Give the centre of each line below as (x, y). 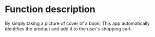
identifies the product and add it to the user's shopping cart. (69, 28)
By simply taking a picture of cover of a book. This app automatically (77, 23)
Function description (50, 9)
